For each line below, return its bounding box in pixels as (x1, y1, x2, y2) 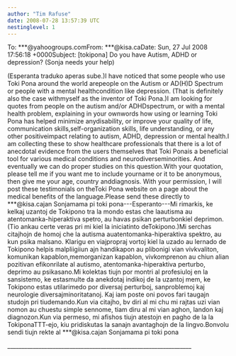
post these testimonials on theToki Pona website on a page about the (7, 185, 209, 194)
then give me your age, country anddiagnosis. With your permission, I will (7, 177, 222, 186)
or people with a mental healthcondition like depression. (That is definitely (7, 87, 223, 96)
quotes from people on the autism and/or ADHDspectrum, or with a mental (7, 102, 225, 111)
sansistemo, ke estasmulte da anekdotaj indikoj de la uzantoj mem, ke (7, 275, 211, 284)
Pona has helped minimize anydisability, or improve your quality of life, (7, 117, 213, 126)
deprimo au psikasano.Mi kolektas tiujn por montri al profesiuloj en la (7, 267, 208, 277)
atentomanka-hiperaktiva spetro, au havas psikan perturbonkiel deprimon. (7, 215, 225, 223)
